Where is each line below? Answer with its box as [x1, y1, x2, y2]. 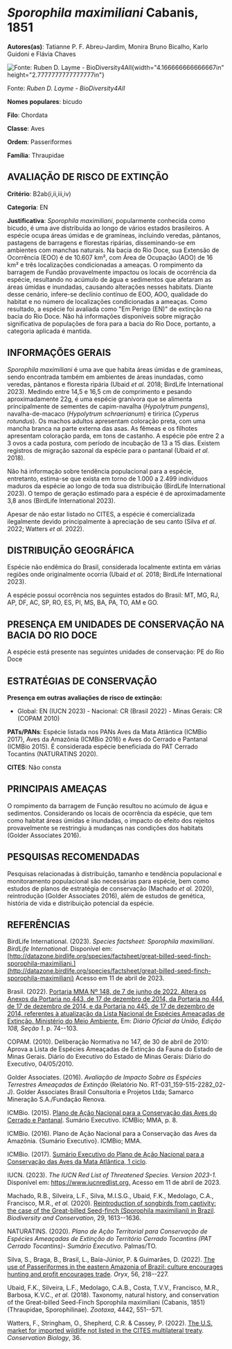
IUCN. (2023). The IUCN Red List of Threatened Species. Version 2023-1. [7, 1171, 217, 1179]
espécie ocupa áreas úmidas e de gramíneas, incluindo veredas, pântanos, [7, 231, 222, 240]
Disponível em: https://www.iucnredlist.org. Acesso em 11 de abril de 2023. [7, 1179, 222, 1187]
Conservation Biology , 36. [7, 1334, 82, 1342]
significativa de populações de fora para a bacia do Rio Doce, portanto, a [7, 319, 216, 328]
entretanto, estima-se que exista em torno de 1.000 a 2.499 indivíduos [7, 474, 208, 483]
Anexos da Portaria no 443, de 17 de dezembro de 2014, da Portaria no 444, [7, 995, 225, 1003]
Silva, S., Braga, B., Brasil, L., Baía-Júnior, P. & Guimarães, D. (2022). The [7, 1256, 215, 1264]
